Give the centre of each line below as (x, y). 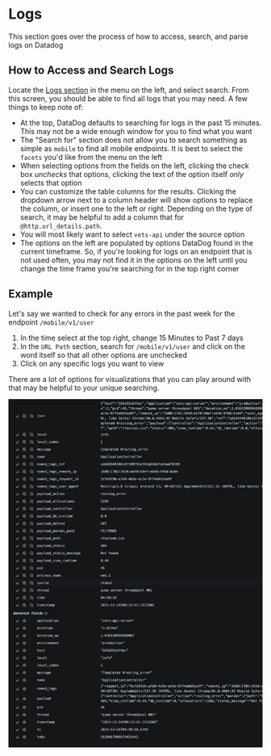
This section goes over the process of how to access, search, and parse (128, 36)
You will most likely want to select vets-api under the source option (132, 234)
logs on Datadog (36, 44)
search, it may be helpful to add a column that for (102, 217)
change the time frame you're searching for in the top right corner (129, 268)
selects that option (51, 183)
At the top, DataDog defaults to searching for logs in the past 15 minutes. (141, 123)
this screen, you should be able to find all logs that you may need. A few (128, 99)
